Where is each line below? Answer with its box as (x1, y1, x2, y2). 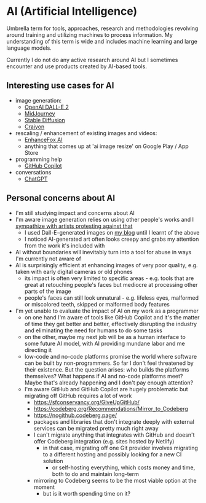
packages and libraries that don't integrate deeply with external (33, 418, 195, 425)
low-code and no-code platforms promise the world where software (24, 353, 197, 360)
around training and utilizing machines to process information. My (6, 31, 173, 38)
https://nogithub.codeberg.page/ (33, 411, 117, 419)
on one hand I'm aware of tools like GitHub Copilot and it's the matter (24, 313, 200, 321)
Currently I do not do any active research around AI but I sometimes (6, 56, 178, 63)
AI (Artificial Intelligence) (6, 4, 138, 18)
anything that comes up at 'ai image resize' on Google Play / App (24, 142, 189, 150)
